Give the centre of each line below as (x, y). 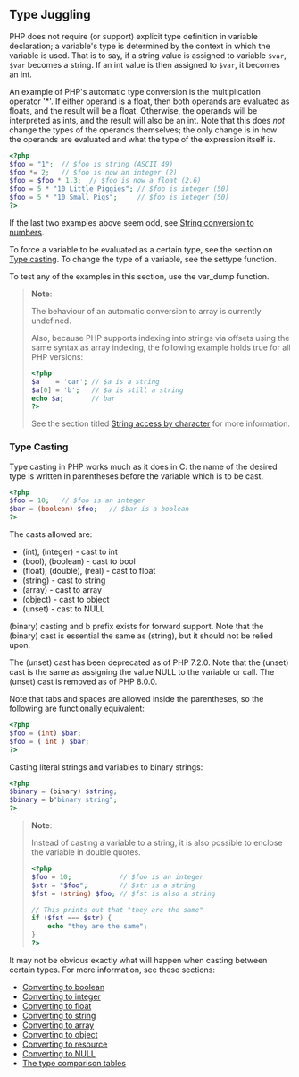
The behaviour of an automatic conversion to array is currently (146, 311)
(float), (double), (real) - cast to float (89, 571)
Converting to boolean (63, 987)
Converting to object (60, 1034)
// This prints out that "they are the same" (117, 910)
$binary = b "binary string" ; (63, 800)
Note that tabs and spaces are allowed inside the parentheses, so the (137, 699)
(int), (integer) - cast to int (70, 552)
